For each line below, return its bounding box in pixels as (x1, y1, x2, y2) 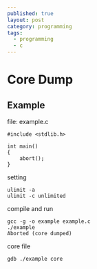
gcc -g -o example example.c (7, 218, 91, 225)
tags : (7, 29, 23, 37)
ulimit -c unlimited (7, 192, 67, 199)
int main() (7, 143, 39, 150)
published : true (7, 10, 54, 17)
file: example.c (7, 118, 49, 126)
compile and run (7, 205, 54, 212)
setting (7, 173, 27, 181)
